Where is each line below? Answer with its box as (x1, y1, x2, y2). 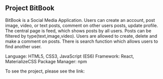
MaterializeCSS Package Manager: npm (5, 58, 87, 64)
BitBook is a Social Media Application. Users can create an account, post (5, 17, 155, 23)
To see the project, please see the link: (5, 68, 85, 74)
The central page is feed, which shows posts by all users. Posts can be (5, 27, 151, 34)
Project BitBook (5, 4, 54, 12)
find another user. (5, 43, 42, 49)
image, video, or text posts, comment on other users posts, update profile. (5, 22, 158, 28)
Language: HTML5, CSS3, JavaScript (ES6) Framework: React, (5, 53, 134, 59)
